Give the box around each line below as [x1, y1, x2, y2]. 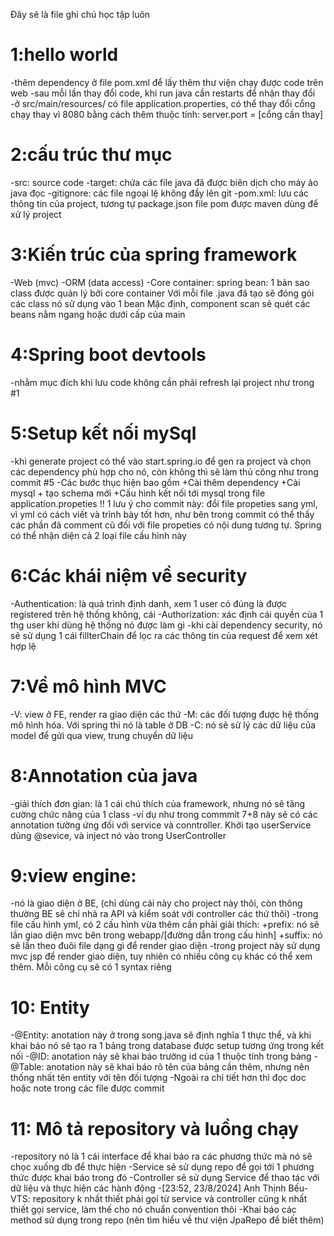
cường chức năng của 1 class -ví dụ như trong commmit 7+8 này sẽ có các [10, 808, 318, 820]
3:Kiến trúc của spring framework [10, 244, 298, 266]
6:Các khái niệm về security [10, 564, 248, 587]
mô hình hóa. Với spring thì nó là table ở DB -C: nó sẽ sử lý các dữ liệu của [10, 719, 317, 731]
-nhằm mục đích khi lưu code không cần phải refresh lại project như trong [10, 376, 315, 388]
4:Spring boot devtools [10, 344, 207, 366]
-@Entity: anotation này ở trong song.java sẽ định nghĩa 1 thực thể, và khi [10, 1029, 312, 1041]
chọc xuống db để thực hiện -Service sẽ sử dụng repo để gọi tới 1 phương [10, 1161, 315, 1173]
